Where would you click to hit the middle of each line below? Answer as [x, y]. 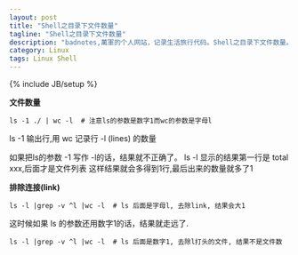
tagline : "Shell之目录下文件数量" [68, 34]
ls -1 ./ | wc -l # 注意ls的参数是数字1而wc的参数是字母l [111, 121]
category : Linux [39, 51]
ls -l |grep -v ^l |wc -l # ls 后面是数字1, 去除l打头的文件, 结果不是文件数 [146, 242]
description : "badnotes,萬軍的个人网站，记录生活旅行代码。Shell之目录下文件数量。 [151, 42]
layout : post [33, 17]
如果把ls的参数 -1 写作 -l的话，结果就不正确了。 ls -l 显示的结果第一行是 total [149, 157]
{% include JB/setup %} [53, 84]
